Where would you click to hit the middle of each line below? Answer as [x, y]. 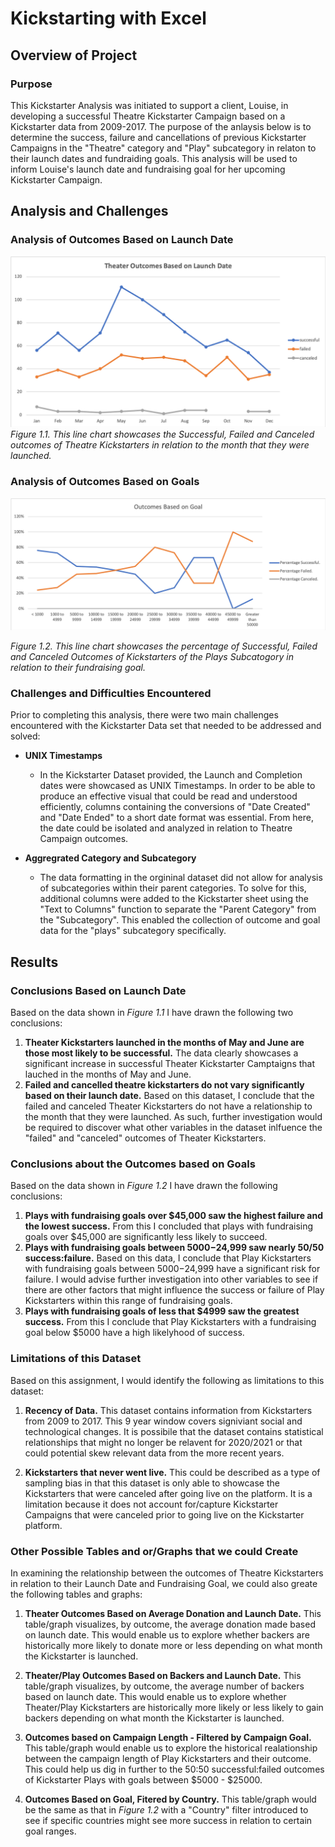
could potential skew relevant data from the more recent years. [154, 1453]
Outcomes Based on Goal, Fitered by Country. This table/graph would [170, 1799]
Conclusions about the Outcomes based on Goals [133, 1164]
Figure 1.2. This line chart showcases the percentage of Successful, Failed [164, 646]
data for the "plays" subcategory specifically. [133, 931]
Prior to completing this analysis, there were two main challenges [144, 715]
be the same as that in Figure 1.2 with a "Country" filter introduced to [166, 1810]
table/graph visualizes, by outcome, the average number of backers [164, 1686]
